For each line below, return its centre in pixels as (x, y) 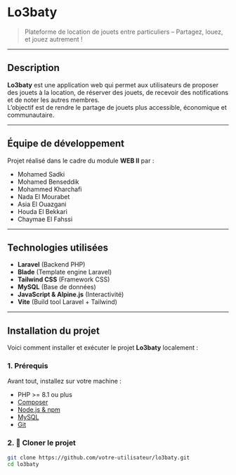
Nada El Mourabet (44, 196)
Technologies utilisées (58, 247)
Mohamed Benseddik (48, 182)
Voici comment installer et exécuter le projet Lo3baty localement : (103, 348)
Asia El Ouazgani (42, 204)
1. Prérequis (28, 366)
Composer (33, 403)
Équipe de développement (66, 144)
